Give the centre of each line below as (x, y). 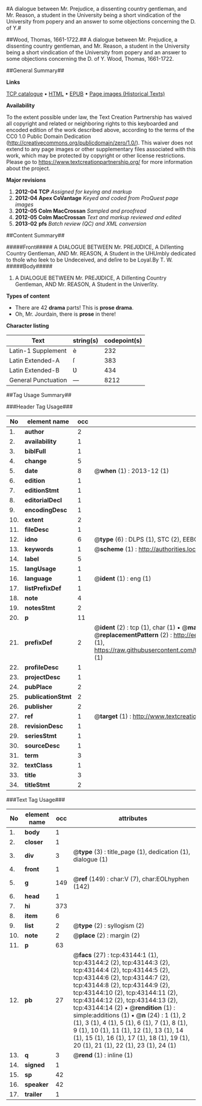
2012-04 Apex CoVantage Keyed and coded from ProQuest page (96, 198)
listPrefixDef (43, 588)
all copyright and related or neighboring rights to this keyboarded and (92, 123)
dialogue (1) (90, 859)
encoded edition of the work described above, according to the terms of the (100, 130)
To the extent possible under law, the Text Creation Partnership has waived (99, 117)
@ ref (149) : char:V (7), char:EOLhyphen (131, 879)
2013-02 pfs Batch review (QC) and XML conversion (81, 223)
